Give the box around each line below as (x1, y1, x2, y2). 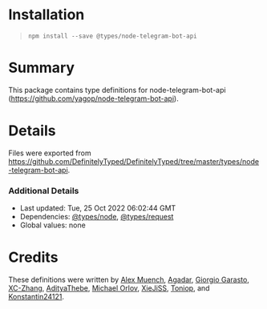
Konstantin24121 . (8, 292, 64, 302)
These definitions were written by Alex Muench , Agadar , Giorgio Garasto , (8, 275, 250, 285)
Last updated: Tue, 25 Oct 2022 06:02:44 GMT (19, 203, 176, 213)
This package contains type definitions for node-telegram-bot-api (8, 85, 226, 94)
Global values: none (19, 220, 86, 230)
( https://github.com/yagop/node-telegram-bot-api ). (8, 94, 179, 103)
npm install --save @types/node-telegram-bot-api (27, 32, 198, 40)
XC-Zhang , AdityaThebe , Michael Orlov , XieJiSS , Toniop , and (8, 283, 210, 293)
